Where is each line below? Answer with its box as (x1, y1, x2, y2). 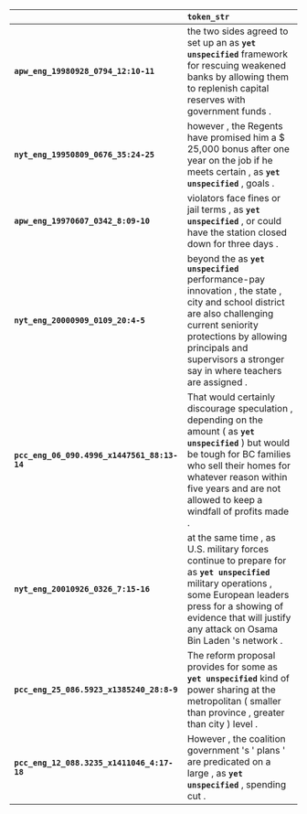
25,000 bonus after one (186, 143, 291, 155)
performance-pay (186, 273, 265, 285)
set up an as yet (186, 37, 257, 48)
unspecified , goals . (186, 177, 275, 189)
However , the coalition (186, 733, 286, 744)
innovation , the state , (186, 284, 282, 296)
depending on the (186, 413, 263, 426)
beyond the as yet (186, 252, 265, 264)
